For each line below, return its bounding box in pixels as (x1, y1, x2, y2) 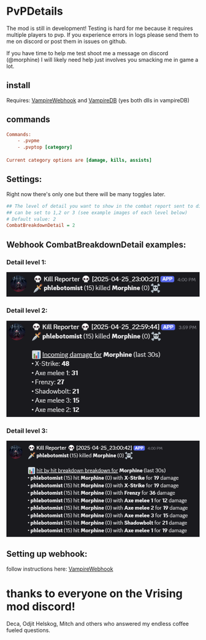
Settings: (6, 174, 42, 185)
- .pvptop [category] (17, 144, 72, 151)
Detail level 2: (6, 307, 48, 315)
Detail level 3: (6, 427, 48, 435)
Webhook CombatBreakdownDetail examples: (6, 239, 186, 250)
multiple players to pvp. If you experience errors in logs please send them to (6, 31, 199, 38)
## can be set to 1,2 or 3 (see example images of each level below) (6, 210, 188, 216)
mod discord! (6, 600, 75, 614)
